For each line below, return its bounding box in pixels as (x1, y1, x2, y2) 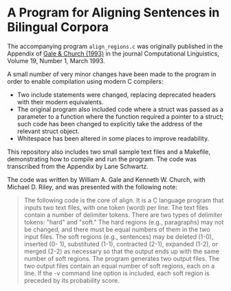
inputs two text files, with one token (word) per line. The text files (23, 203, 208, 211)
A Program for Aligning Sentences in (7, 5, 220, 21)
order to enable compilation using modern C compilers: (7, 77, 164, 85)
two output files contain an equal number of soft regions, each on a (23, 261, 215, 270)
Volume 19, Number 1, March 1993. (7, 56, 105, 65)
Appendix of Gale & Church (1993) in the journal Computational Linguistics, (7, 49, 220, 58)
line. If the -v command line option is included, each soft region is (23, 269, 210, 277)
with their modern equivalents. (16, 97, 104, 106)
